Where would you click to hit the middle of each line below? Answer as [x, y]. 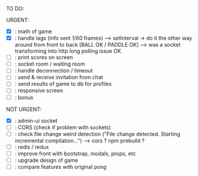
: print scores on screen [44, 57]
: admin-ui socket [36, 120]
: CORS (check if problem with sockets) [63, 127]
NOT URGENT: [24, 109]
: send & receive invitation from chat [59, 77]
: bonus [24, 97]
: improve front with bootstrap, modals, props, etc [75, 154]
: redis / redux [32, 146]
